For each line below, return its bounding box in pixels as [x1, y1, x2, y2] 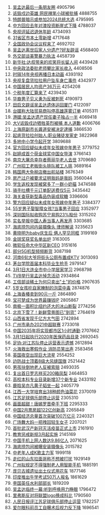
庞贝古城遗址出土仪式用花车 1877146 [12, 468, 86, 474]
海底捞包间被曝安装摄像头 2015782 [12, 444, 83, 449]
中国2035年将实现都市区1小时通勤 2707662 [12, 328, 100, 333]
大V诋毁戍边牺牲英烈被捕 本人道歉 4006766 [12, 120, 101, 126]
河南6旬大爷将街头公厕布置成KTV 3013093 [12, 254, 99, 260]
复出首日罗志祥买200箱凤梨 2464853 [12, 371, 87, 376]
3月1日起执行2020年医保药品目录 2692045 [12, 334, 99, 339]
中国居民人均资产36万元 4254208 [12, 83, 81, 89]
